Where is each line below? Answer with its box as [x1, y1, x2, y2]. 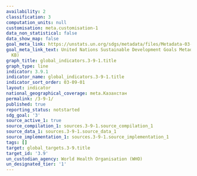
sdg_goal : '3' [6, 112, 41, 118]
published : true [6, 101, 46, 107]
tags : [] [6, 139, 28, 145]
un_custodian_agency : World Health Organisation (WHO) [6, 156, 143, 162]
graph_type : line [6, 63, 49, 69]
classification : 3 [6, 14, 51, 20]
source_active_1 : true [6, 118, 62, 124]
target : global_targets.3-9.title [6, 145, 91, 151]
